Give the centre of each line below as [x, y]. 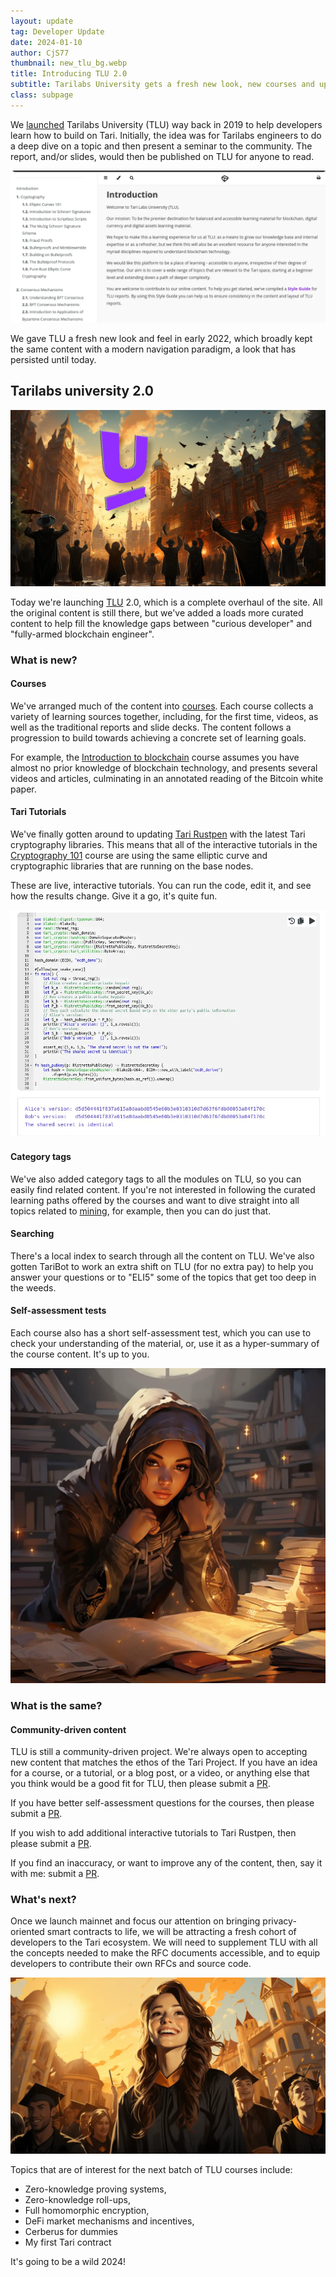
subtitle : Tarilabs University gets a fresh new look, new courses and [162, 85]
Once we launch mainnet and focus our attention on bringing [135, 1921]
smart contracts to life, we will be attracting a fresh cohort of [171, 1932]
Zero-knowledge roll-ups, [77, 2200]
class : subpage [42, 95]
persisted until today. [53, 359]
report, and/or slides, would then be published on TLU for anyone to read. [162, 156]
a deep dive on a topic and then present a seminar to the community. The [161, 146]
